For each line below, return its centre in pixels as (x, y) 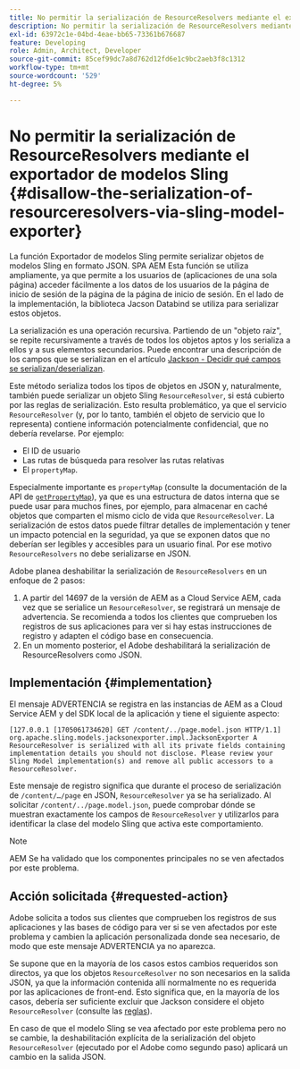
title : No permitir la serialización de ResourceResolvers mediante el (145, 17)
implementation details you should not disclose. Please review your (142, 754)
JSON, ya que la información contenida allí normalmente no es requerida (143, 983)
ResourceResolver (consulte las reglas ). (81, 1011)
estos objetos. (35, 313)
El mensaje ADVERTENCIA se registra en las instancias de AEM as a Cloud (146, 704)
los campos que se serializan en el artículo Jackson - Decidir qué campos (145, 359)
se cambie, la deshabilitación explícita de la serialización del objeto (133, 1038)
